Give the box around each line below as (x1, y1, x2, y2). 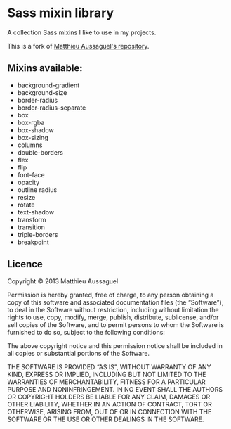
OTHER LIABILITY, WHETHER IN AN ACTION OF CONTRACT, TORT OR (7, 399, 212, 409)
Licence (7, 258, 44, 270)
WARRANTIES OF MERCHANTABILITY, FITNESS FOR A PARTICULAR (7, 378, 206, 386)
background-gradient (17, 81, 80, 89)
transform (17, 215, 47, 224)
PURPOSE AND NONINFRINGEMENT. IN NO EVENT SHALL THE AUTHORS (7, 385, 223, 393)
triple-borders (17, 230, 58, 238)
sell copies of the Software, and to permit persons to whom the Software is (7, 320, 225, 328)
